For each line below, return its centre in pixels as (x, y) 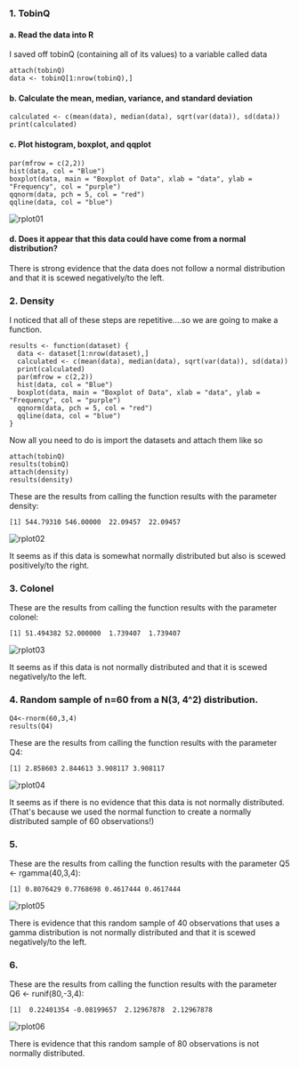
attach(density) (39, 473)
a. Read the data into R (52, 35)
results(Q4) (31, 726)
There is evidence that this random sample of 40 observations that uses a (145, 923)
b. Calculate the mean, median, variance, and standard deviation (131, 98)
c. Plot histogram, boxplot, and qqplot (80, 144)
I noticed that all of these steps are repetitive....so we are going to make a (144, 320)
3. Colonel (32, 588)
